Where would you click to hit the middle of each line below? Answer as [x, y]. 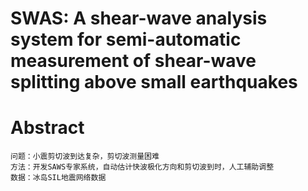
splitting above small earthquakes [154, 82]
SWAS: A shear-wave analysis [139, 18]
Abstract [47, 128]
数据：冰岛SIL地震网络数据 [58, 178]
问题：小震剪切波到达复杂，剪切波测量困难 [85, 157]
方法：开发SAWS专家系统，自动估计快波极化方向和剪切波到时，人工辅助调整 [142, 167]
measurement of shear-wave [133, 61]
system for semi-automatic [126, 39]
